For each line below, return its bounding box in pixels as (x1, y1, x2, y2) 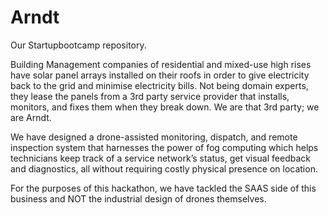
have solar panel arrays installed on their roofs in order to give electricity (10, 69, 310, 81)
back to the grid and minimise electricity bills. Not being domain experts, (10, 79, 309, 91)
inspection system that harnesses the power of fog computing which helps (10, 141, 319, 153)
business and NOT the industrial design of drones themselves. (10, 192, 267, 205)
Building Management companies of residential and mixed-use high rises (10, 58, 312, 70)
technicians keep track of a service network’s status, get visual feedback (10, 152, 311, 164)
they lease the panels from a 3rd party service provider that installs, (10, 90, 290, 102)
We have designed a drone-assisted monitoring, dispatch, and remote (10, 131, 298, 143)
